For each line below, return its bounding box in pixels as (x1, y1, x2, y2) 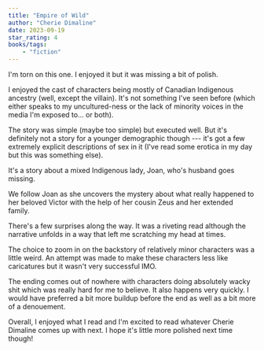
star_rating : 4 (8, 33, 58, 42)
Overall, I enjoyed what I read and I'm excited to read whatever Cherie (8, 317, 234, 327)
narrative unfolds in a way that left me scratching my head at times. (8, 230, 226, 238)
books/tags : (8, 41, 47, 49)
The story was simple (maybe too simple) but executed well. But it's (8, 125, 228, 135)
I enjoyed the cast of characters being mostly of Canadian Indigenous (8, 85, 234, 94)
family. (8, 206, 30, 215)
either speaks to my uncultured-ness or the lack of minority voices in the (8, 102, 244, 111)
